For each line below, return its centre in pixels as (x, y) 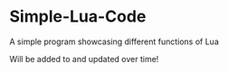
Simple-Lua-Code (78, 17)
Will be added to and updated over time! (84, 59)
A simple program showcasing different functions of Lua (114, 41)
